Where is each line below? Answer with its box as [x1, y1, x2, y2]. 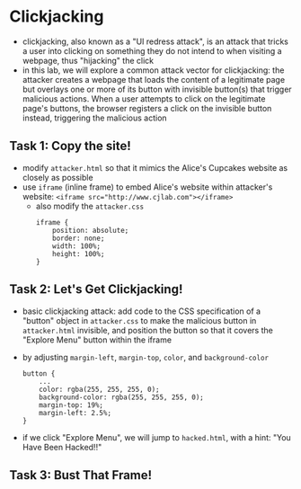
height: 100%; [52, 249, 105, 258]
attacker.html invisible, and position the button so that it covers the [22, 325, 274, 335]
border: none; [52, 234, 105, 243]
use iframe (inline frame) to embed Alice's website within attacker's [22, 182, 273, 192]
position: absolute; [52, 226, 129, 235]
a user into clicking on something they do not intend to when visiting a [22, 45, 282, 56]
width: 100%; [52, 241, 102, 251]
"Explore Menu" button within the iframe [22, 334, 173, 345]
